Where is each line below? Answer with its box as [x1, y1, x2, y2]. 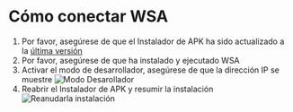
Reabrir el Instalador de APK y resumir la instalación [21, 83, 214, 94]
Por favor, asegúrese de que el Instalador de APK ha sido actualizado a [21, 36, 285, 47]
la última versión [21, 45, 83, 56]
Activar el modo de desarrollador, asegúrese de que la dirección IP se [21, 65, 280, 75]
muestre [21, 73, 53, 84]
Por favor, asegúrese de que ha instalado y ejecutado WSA [21, 55, 240, 65]
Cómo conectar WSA [8, 6, 168, 27]
